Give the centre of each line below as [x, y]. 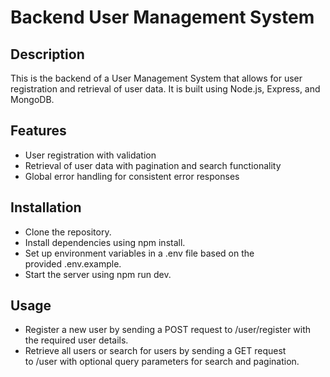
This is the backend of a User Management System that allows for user [156, 78]
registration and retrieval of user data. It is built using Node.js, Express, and [165, 89]
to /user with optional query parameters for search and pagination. [162, 362]
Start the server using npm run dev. [98, 274]
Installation [46, 207]
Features [38, 131]
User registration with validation [90, 155]
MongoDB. [32, 99]
